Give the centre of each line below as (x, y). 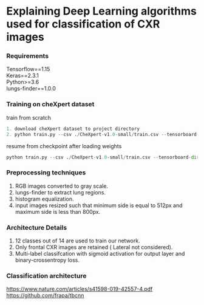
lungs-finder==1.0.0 (31, 89)
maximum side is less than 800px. (58, 211)
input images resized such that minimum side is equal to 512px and (99, 205)
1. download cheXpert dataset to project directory (73, 129)
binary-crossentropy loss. (47, 260)
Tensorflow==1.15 (28, 69)
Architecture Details (37, 227)
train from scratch (29, 117)
